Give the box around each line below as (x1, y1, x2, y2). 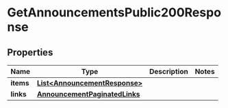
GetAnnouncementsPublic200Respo (7, 5, 221, 21)
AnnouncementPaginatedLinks (36, 90, 140, 98)
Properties (7, 46, 53, 58)
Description (149, 67, 188, 76)
